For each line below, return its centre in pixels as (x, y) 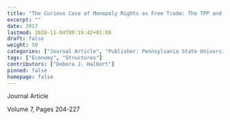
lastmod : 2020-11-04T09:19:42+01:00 (59, 32)
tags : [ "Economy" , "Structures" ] (55, 58)
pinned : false (27, 70)
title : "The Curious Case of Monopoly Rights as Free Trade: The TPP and (115, 13)
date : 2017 (23, 26)
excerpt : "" (24, 20)
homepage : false (30, 77)
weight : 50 (23, 45)
